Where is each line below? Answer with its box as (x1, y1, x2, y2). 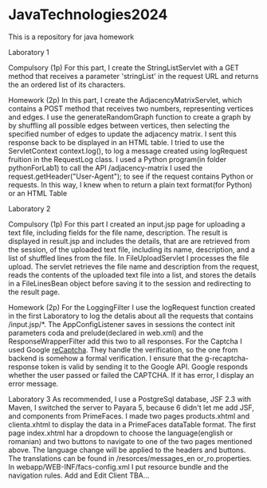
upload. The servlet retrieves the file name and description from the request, (8, 262, 260, 271)
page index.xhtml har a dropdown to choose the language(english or (8, 428, 234, 438)
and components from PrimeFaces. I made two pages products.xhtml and (8, 411, 250, 420)
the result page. (8, 287, 61, 297)
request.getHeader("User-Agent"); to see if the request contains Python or (8, 171, 253, 181)
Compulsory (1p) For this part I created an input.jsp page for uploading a (8, 219, 245, 229)
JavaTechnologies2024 (8, 6, 168, 24)
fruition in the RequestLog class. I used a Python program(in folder (8, 154, 227, 164)
